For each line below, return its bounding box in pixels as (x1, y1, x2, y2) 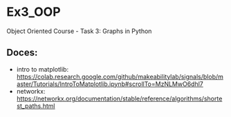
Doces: (6, 47, 38, 58)
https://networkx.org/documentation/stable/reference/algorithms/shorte (16, 94, 223, 103)
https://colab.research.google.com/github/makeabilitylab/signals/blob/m (16, 72, 224, 81)
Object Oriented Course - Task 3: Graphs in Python (6, 27, 152, 35)
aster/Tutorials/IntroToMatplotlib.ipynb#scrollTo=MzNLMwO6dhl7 (16, 80, 203, 88)
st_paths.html (16, 101, 55, 110)
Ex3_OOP (6, 4, 61, 20)
